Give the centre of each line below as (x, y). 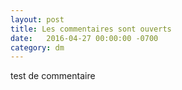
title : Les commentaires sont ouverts (91, 29)
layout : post (37, 19)
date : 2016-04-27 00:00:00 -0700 (84, 38)
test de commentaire (53, 76)
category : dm (37, 47)
